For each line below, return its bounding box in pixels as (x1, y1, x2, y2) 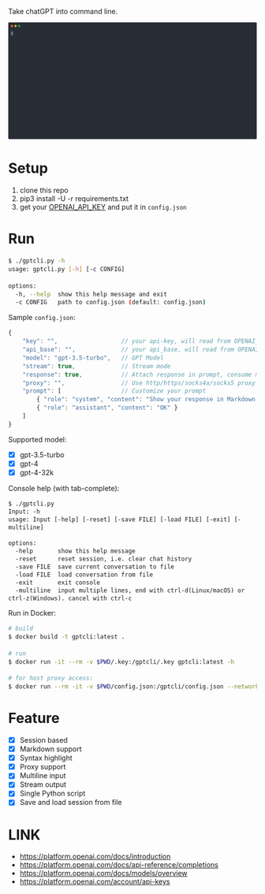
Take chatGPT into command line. (8, 7, 118, 16)
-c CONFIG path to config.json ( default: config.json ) (15, 299, 207, 307)
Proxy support (19, 762, 66, 772)
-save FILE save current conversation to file (15, 563, 175, 571)
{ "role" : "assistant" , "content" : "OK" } (36, 404, 178, 412)
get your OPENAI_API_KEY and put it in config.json (19, 203, 187, 212)
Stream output (19, 780, 67, 789)
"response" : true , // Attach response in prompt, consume (22, 371, 252, 378)
